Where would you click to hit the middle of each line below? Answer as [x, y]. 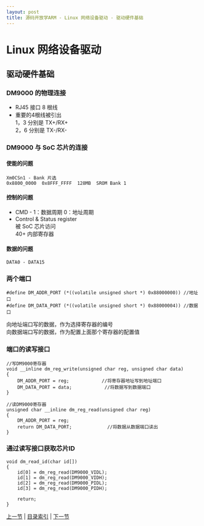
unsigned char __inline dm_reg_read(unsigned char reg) [79, 409]
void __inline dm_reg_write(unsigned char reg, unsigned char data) [95, 369]
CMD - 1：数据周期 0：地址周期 [55, 212]
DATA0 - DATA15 [26, 262]
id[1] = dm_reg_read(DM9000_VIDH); [62, 477]
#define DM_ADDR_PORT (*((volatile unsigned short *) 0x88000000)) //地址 [102, 293]
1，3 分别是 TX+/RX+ [41, 123]
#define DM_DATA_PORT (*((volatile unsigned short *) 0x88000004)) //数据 [102, 306]
